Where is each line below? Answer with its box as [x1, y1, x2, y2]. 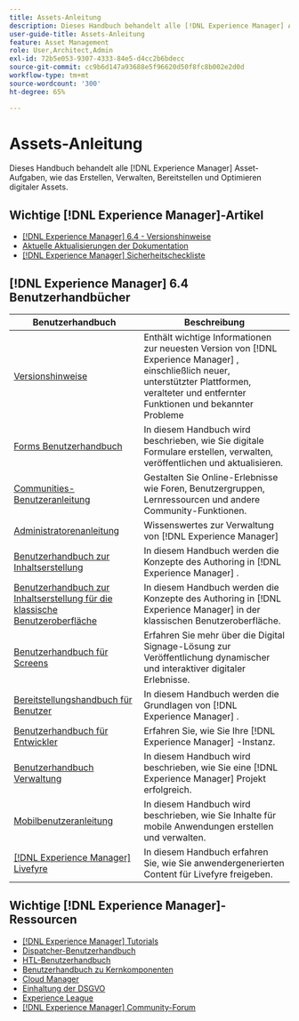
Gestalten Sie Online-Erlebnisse [143, 471, 279, 484]
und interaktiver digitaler [143, 663, 246, 675]
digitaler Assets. [9, 181, 69, 192]
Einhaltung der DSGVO [21, 983, 106, 993]
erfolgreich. [143, 784, 192, 796]
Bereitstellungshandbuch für [13, 694, 133, 706]
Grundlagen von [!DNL [143, 699, 238, 711]
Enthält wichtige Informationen [143, 331, 272, 343]
